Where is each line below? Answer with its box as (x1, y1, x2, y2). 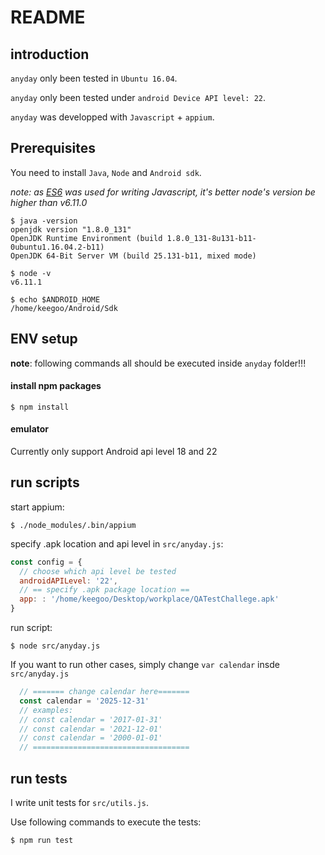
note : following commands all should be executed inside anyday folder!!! (10, 357, 307, 369)
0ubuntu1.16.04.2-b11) (10, 242, 105, 252)
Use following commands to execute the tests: (10, 816, 202, 828)
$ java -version (10, 216, 78, 226)
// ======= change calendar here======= (19, 687, 190, 697)
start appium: (10, 501, 65, 513)
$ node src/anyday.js (10, 641, 101, 651)
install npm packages (10, 380, 102, 392)
